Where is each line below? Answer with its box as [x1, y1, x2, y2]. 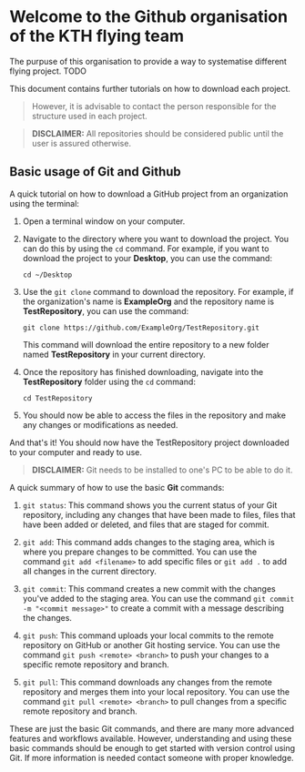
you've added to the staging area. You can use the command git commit [22, 593, 295, 604]
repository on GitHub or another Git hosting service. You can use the [22, 639, 280, 650]
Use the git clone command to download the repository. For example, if [22, 286, 294, 297]
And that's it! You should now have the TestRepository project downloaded [9, 437, 290, 448]
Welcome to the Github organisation [9, 6, 289, 27]
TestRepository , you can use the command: [22, 305, 189, 316]
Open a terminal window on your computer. [22, 216, 186, 227]
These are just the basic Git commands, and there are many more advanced [9, 723, 294, 734]
